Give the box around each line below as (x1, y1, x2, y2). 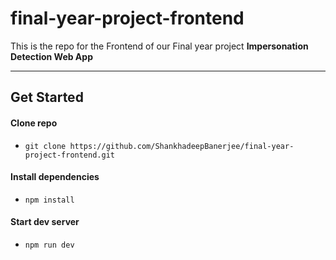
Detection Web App (10, 50, 93, 62)
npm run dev (24, 240, 75, 250)
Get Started (10, 89, 84, 106)
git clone (24, 141, 67, 151)
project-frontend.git (24, 150, 115, 160)
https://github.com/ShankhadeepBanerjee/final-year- (69, 141, 295, 151)
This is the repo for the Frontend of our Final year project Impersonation (10, 40, 309, 52)
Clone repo (10, 117, 58, 129)
